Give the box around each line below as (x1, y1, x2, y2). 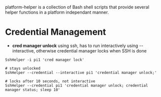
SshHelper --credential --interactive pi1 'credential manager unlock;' (5, 70, 157, 75)
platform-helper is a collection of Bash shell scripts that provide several (5, 4, 150, 10)
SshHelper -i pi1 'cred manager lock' (5, 57, 84, 62)
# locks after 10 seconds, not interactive (5, 78, 96, 84)
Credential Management (5, 26, 107, 38)
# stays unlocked (5, 66, 41, 71)
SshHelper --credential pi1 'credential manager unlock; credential (5, 83, 148, 88)
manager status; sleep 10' (5, 87, 60, 92)
